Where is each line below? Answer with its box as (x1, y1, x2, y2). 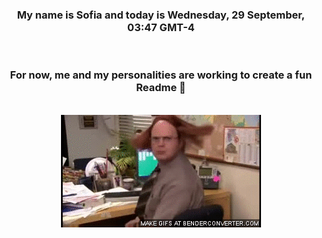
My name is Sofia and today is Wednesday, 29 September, (16, 8, 306, 22)
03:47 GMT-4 (127, 20, 195, 34)
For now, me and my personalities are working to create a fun (9, 68, 313, 82)
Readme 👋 (136, 81, 186, 95)
